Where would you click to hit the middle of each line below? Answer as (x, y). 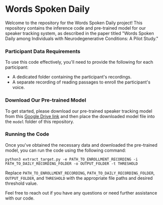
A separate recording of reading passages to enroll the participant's (81, 82)
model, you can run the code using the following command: (66, 150)
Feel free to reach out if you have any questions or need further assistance (81, 193)
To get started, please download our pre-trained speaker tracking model (79, 111)
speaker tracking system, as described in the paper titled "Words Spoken (80, 33)
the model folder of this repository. (40, 122)
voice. (19, 87)
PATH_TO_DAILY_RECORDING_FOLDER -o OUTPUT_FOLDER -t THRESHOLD (72, 164)
